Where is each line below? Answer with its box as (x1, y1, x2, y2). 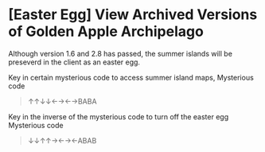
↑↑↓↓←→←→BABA (27, 96, 97, 106)
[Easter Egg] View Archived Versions (8, 6, 258, 24)
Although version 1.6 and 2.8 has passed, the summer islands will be (8, 49, 233, 58)
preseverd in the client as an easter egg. (8, 57, 141, 67)
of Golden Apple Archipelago (8, 22, 205, 41)
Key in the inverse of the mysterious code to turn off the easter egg (8, 111, 229, 121)
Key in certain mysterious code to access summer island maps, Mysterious (8, 72, 255, 82)
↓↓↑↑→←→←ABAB (27, 135, 97, 145)
